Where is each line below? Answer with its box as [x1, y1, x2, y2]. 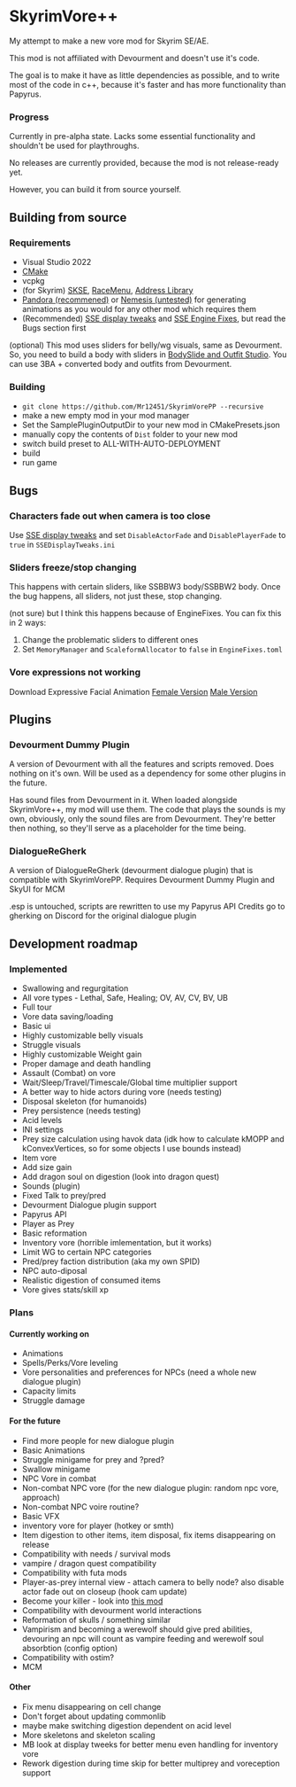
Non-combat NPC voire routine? [21, 1501, 140, 1512]
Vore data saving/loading [21, 1011, 113, 1022]
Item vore [21, 1152, 57, 1163]
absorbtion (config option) [21, 1643, 118, 1653]
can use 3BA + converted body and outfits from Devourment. [9, 358, 232, 369]
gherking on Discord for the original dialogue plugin [9, 910, 197, 921]
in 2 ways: [9, 618, 47, 628]
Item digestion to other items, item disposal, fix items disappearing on [21, 1529, 276, 1540]
